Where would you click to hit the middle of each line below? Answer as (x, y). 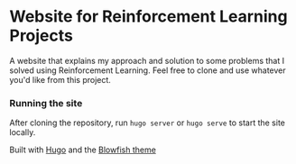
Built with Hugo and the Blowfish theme (83, 150)
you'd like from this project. (60, 79)
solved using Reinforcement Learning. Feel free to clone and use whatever (148, 70)
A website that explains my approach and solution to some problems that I (147, 60)
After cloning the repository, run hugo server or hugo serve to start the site (148, 123)
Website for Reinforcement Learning (148, 17)
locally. (23, 132)
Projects (42, 36)
